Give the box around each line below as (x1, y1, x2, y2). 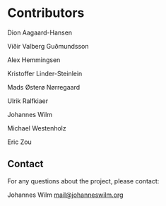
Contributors (7, 5, 85, 21)
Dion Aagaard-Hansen (7, 28, 73, 37)
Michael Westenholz (7, 123, 66, 132)
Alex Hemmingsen (7, 55, 61, 64)
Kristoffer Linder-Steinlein (7, 69, 83, 78)
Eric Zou (7, 138, 32, 146)
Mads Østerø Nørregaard (7, 83, 81, 91)
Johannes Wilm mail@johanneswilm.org (7, 190, 124, 199)
